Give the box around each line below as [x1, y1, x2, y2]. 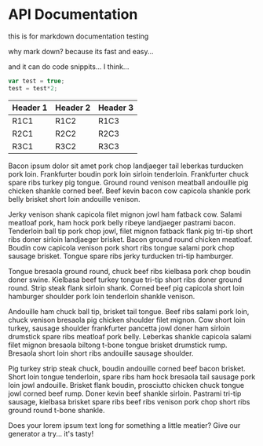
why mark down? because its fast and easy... [8, 46, 155, 56]
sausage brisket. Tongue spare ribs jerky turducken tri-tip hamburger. [8, 251, 234, 261]
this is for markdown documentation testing [8, 31, 149, 41]
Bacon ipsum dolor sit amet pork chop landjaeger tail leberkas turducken [8, 161, 243, 170]
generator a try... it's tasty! [8, 429, 94, 438]
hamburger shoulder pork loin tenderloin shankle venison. [8, 291, 195, 301]
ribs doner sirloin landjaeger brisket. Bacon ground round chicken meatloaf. [8, 234, 253, 244]
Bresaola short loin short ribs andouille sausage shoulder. [8, 348, 194, 358]
